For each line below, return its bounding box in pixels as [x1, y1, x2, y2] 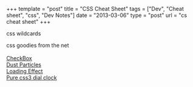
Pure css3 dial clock [6, 74, 57, 81]
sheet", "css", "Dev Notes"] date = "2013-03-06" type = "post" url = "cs [6, 12, 188, 19]
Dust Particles [6, 61, 41, 68]
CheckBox [6, 55, 32, 61]
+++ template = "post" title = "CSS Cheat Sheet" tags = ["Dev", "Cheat [6, 5, 184, 12]
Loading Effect [6, 68, 43, 75]
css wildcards [6, 30, 41, 37]
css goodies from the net [6, 42, 69, 49]
